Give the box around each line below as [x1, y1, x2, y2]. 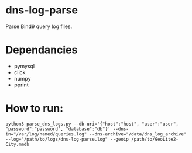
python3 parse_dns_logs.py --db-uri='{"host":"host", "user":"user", [5, 121, 179, 127]
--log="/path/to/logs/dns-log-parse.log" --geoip [5, 136, 129, 142]
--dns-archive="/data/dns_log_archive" [89, 131, 187, 137]
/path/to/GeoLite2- [131, 136, 179, 142]
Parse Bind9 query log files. [5, 23, 73, 30]
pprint [13, 81, 29, 88]
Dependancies [5, 43, 78, 57]
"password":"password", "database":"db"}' [5, 126, 111, 132]
